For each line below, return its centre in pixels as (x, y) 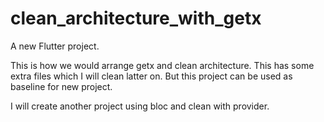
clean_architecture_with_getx (136, 18)
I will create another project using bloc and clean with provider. (140, 106)
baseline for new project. (61, 86)
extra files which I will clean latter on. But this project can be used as (151, 76)
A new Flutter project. (55, 46)
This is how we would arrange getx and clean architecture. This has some (162, 65)
